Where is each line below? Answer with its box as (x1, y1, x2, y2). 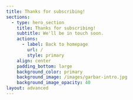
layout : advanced (6, 85, 49, 91)
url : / (27, 47, 44, 53)
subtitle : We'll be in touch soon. (16, 31, 104, 36)
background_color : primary (16, 69, 83, 75)
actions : (16, 36, 38, 42)
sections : (6, 14, 31, 20)
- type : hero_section (11, 19, 65, 25)
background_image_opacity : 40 (16, 80, 91, 86)
